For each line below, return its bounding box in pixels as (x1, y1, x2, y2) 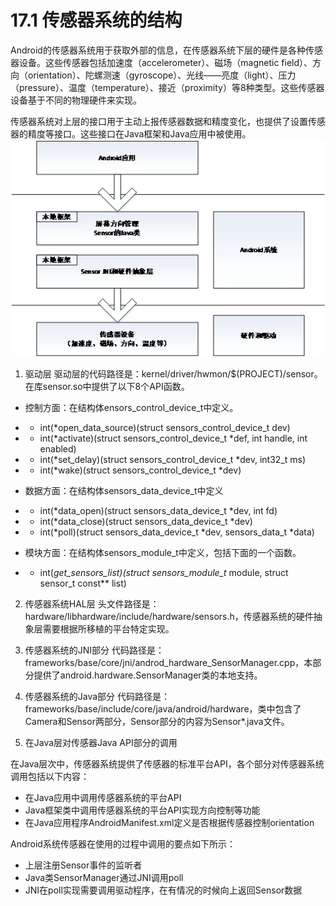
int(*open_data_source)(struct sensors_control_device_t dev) (39, 422, 291, 434)
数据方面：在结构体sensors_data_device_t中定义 (24, 485, 224, 497)
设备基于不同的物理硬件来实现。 (10, 94, 142, 106)
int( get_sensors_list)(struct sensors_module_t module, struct (39, 567, 289, 579)
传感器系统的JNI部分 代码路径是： (24, 644, 165, 656)
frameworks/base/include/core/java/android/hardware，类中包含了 (24, 703, 302, 715)
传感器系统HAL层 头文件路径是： (24, 598, 160, 610)
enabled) (39, 443, 77, 455)
